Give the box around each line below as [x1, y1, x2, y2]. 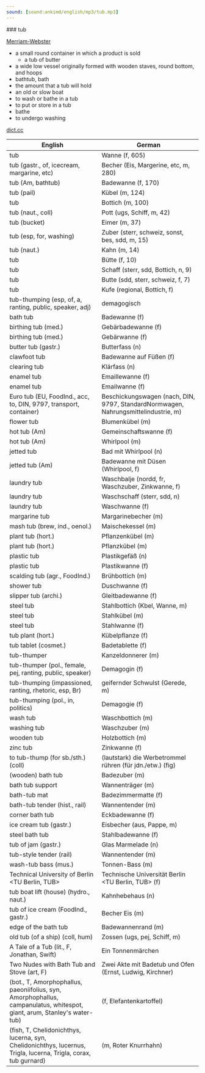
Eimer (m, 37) [101, 218, 142, 227]
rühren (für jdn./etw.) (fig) [101, 761, 176, 769]
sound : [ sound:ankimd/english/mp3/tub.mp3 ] [6, 9, 119, 15]
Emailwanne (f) [101, 382, 145, 391]
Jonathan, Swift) [9, 950, 57, 959]
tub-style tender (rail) [9, 850, 72, 859]
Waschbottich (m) [101, 713, 153, 722]
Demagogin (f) [101, 664, 143, 673]
